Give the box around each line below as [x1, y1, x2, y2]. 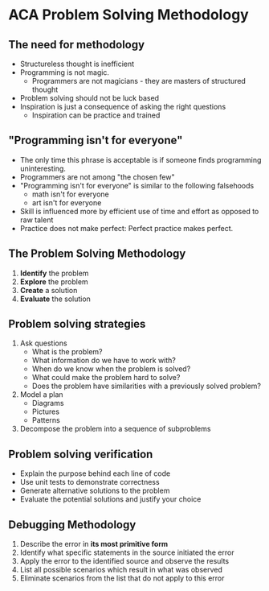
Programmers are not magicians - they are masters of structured [31, 76, 247, 85]
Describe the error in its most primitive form [19, 539, 169, 549]
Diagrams [31, 399, 64, 408]
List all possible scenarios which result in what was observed [19, 565, 223, 575]
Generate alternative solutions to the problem [19, 486, 170, 496]
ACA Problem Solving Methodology [8, 6, 249, 24]
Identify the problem [19, 268, 89, 278]
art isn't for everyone [31, 197, 102, 207]
